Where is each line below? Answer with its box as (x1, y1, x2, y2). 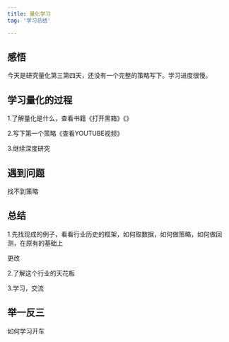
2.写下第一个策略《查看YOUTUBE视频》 (7, 129, 124, 138)
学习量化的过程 (7, 93, 73, 106)
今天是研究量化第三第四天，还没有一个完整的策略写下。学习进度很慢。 (7, 72, 212, 80)
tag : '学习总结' (7, 17, 51, 24)
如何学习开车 (7, 326, 45, 335)
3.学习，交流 (7, 284, 45, 292)
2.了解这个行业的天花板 (7, 268, 76, 277)
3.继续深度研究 (7, 144, 51, 153)
